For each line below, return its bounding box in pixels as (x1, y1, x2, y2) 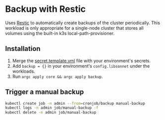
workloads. (12, 68, 36, 74)
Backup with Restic (5, 3, 86, 15)
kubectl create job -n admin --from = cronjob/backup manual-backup (5, 101, 145, 106)
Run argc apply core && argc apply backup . (12, 73, 103, 80)
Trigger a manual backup (5, 88, 84, 96)
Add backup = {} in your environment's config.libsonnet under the (12, 63, 150, 69)
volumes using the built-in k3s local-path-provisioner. (5, 30, 115, 36)
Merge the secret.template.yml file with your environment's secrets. (12, 58, 151, 64)
